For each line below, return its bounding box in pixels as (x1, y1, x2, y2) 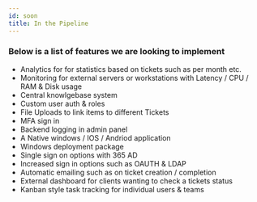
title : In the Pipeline (8, 19, 89, 27)
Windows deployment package (19, 141, 124, 151)
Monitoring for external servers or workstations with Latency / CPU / (19, 73, 249, 82)
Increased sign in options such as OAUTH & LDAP (19, 158, 186, 168)
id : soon (8, 11, 38, 20)
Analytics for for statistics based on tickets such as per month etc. (19, 64, 242, 74)
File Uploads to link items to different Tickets (19, 107, 169, 117)
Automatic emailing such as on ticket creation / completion (19, 167, 216, 177)
